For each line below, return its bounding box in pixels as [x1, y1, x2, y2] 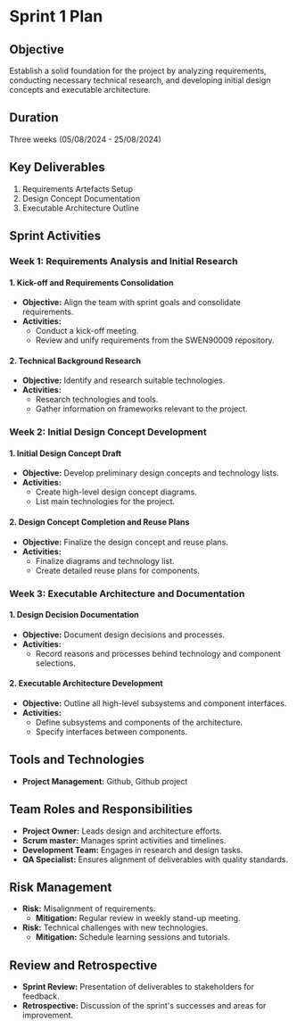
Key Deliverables [9, 160, 105, 175]
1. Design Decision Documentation [9, 610, 140, 620]
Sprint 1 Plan [9, 6, 103, 27]
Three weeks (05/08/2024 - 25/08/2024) [9, 134, 162, 145]
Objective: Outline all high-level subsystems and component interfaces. [21, 698, 287, 709]
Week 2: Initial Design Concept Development [9, 426, 207, 438]
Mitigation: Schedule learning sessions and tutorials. [35, 932, 230, 942]
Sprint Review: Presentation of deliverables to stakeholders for [21, 982, 254, 992]
